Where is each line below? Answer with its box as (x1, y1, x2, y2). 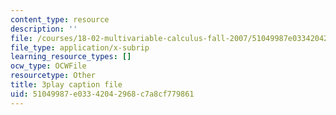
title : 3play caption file (10, 80, 123, 90)
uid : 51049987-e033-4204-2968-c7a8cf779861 (10, 89, 195, 99)
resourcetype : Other (10, 71, 97, 81)
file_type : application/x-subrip (10, 42, 150, 53)
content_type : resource (10, 14, 110, 25)
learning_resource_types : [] (10, 52, 132, 62)
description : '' (10, 24, 78, 34)
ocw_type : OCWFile (10, 61, 87, 71)
